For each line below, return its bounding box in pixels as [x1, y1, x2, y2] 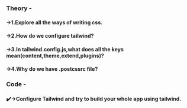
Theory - [6, 4, 33, 12]
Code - [6, 80, 27, 89]
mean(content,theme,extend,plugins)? [6, 52, 105, 59]
